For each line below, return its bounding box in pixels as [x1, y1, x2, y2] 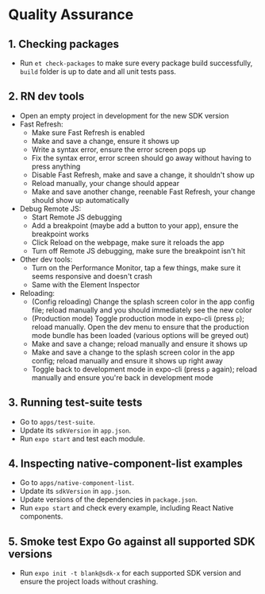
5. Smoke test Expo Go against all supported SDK [8, 534, 255, 548]
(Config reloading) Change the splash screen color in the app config [31, 297, 255, 306]
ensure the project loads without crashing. [19, 577, 159, 586]
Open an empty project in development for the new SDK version [19, 111, 229, 120]
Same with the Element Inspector [31, 280, 140, 289]
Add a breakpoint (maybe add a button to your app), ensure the [31, 220, 240, 230]
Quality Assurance [8, 6, 134, 24]
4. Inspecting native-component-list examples [8, 457, 244, 471]
